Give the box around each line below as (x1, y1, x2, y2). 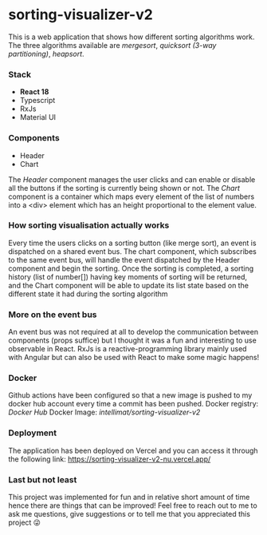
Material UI (19, 113, 57, 122)
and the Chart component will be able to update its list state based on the (8, 280, 249, 290)
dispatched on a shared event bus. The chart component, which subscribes (8, 246, 257, 256)
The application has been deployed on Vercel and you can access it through (8, 446, 258, 455)
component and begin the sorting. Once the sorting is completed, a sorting (8, 264, 254, 273)
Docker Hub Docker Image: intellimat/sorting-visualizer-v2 (8, 407, 201, 417)
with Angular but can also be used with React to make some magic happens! (8, 353, 260, 363)
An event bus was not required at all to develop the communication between (8, 327, 259, 337)
